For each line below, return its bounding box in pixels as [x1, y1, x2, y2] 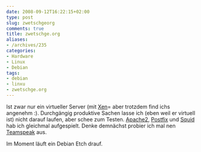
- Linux [6, 59, 26, 65]
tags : [6, 70, 20, 76]
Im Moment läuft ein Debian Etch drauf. [6, 140, 103, 147]
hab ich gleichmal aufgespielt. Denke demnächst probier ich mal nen [6, 122, 176, 129]
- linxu [6, 81, 26, 87]
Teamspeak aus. [6, 128, 47, 135]
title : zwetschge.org [6, 31, 61, 37]
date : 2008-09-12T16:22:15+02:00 [6, 8, 90, 15]
